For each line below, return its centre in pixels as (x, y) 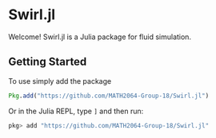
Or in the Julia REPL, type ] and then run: (76, 111)
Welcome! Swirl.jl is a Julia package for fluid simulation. (100, 37)
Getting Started (48, 62)
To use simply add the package (60, 81)
